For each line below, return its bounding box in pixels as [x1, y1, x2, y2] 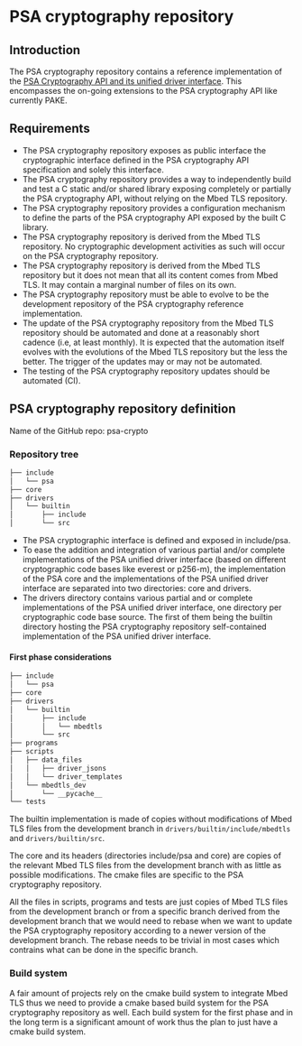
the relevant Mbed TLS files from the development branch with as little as [9, 860, 282, 871]
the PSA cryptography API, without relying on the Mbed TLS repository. [22, 192, 288, 204]
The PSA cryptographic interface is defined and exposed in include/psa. [22, 535, 291, 546]
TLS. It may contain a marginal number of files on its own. [22, 279, 237, 290]
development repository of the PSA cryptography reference [22, 298, 244, 309]
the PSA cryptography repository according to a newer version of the [9, 925, 266, 936]
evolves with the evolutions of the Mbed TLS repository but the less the [22, 346, 288, 357]
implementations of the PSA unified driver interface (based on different [22, 554, 287, 565]
